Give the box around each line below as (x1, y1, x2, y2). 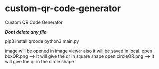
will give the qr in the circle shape (5, 58, 74, 64)
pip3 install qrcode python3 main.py (5, 38, 79, 44)
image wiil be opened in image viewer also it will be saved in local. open (5, 48, 153, 54)
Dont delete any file (5, 29, 47, 34)
